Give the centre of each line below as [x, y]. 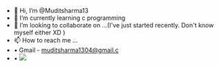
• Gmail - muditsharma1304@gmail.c [66, 50]
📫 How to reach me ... [46, 40]
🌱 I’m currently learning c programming [69, 18]
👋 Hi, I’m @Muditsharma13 [51, 11]
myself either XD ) [39, 32]
